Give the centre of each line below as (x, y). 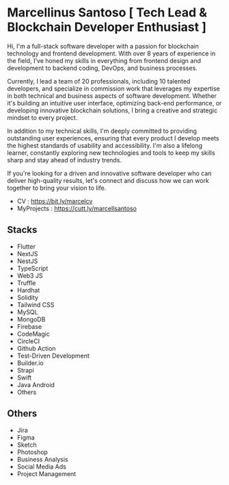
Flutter (26, 246)
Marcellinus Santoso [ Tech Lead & (107, 13)
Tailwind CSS (36, 304)
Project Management (46, 473)
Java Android (36, 384)
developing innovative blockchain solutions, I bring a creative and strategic (112, 110)
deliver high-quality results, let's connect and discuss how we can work (108, 180)
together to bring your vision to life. (57, 188)
